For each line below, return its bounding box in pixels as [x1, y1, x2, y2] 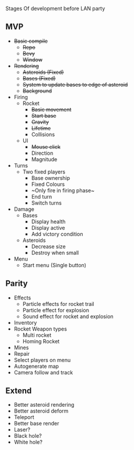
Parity [5, 278, 28, 289]
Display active [31, 224, 65, 231]
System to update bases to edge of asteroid [22, 81, 128, 88]
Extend [5, 386, 32, 396]
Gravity [31, 118, 49, 125]
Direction [31, 149, 54, 156]
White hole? [13, 439, 43, 446]
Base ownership [31, 174, 70, 181]
